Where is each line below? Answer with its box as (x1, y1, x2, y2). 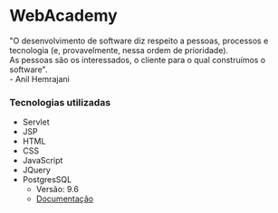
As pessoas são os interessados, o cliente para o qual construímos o (9, 54, 266, 65)
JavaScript (22, 155, 63, 166)
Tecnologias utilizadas (9, 96, 111, 108)
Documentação (35, 193, 93, 204)
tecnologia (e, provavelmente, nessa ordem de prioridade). (9, 44, 229, 55)
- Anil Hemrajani (9, 73, 70, 84)
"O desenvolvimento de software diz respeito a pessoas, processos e (9, 35, 269, 46)
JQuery (22, 164, 52, 176)
